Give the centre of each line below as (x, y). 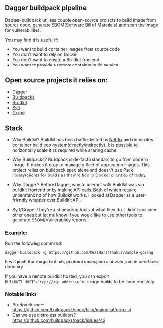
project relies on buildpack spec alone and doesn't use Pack (72, 170)
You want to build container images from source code (66, 49)
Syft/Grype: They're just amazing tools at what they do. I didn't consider (84, 210)
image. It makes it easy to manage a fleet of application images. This (81, 165)
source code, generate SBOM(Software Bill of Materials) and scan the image (81, 25)
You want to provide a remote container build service (65, 65)
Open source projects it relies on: (56, 80)
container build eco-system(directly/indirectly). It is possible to (75, 145)
